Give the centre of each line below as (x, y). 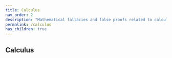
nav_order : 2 (19, 15)
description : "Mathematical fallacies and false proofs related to (79, 20)
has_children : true (26, 29)
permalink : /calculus (28, 24)
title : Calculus (23, 10)
